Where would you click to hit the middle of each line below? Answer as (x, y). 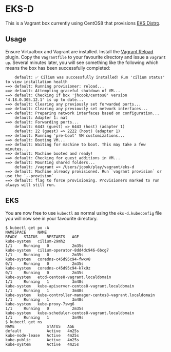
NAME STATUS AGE (40, 326)
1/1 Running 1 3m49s (44, 317)
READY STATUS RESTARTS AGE (42, 237)
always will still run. (31, 185)
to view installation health (36, 82)
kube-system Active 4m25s (42, 344)
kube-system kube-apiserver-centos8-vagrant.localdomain (70, 286)
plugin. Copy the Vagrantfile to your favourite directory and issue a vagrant (85, 57)
